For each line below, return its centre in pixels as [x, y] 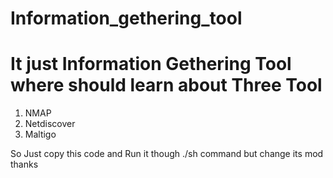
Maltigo [40, 134]
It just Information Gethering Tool [151, 64]
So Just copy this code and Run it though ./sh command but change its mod [167, 154]
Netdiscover [50, 124]
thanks [24, 164]
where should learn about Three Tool [166, 85]
